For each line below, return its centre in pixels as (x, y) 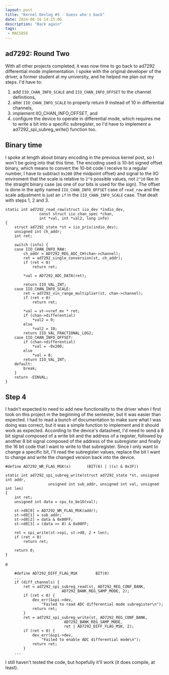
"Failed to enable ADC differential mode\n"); (91, 640)
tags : (11, 29)
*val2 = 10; (45, 328)
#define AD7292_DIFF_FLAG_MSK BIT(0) (62, 574)
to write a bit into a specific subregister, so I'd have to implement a (81, 124)
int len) (14, 489)
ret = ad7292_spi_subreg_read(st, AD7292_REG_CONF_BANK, (84, 587)
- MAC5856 (18, 33)
